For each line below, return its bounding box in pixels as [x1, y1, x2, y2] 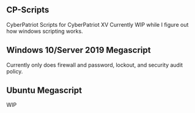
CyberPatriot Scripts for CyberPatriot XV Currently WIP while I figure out [6, 21, 189, 28]
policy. [6, 67, 23, 75]
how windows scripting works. [6, 27, 84, 35]
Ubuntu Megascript [6, 85, 83, 96]
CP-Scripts [6, 5, 50, 15]
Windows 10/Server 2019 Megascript [6, 45, 151, 55]
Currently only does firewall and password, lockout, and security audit [6, 61, 183, 69]
